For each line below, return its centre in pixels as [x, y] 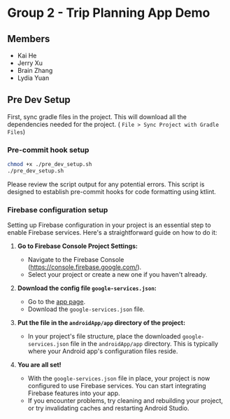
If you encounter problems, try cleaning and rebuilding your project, [125, 401]
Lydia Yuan [33, 78]
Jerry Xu [30, 63]
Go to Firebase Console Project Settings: [78, 246]
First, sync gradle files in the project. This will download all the [97, 116]
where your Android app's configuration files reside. [103, 351]
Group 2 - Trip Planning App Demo [109, 13]
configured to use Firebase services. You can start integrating [117, 386]
